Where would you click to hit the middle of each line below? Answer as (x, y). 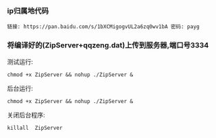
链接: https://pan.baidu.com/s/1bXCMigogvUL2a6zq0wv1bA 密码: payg (104, 27)
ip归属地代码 (28, 10)
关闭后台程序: (26, 115)
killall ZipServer (35, 128)
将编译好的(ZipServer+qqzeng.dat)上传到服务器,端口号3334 (108, 45)
